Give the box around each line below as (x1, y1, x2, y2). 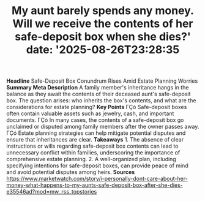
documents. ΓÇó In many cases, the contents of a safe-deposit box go (6, 116, 184, 124)
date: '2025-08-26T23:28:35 (26, 43, 180, 57)
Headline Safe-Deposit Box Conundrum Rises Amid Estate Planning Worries (6, 77, 198, 85)
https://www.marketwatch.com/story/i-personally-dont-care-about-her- (6, 175, 188, 183)
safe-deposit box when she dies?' (15, 30, 191, 44)
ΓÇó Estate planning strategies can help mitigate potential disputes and (6, 129, 186, 137)
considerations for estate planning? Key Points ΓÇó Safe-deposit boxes (6, 104, 187, 111)
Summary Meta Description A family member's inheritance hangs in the (6, 84, 189, 91)
